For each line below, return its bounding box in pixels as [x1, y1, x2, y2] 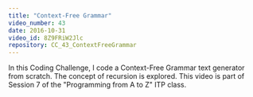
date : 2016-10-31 [8, 26, 66, 34]
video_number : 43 [8, 19, 66, 27]
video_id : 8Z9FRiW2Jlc [8, 33, 84, 42]
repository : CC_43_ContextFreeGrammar [8, 41, 137, 49]
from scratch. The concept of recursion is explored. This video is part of [8, 72, 245, 81]
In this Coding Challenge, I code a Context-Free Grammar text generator [8, 63, 245, 72]
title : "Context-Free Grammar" [8, 11, 112, 20]
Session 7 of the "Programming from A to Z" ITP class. [8, 80, 187, 90]
